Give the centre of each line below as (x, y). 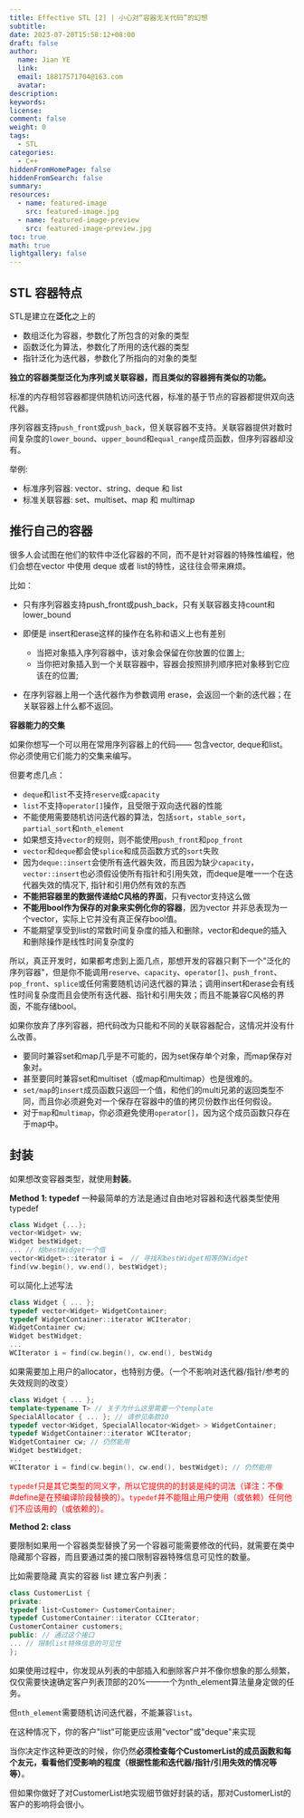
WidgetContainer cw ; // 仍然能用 (70, 1442)
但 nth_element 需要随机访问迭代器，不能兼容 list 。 (103, 1712)
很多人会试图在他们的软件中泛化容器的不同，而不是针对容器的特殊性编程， (148, 555)
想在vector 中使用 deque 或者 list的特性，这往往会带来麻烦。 (138, 566)
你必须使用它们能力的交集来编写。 (73, 755)
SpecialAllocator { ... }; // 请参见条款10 (89, 1417)
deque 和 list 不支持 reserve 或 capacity (91, 794)
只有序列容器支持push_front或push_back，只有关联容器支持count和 (149, 604)
